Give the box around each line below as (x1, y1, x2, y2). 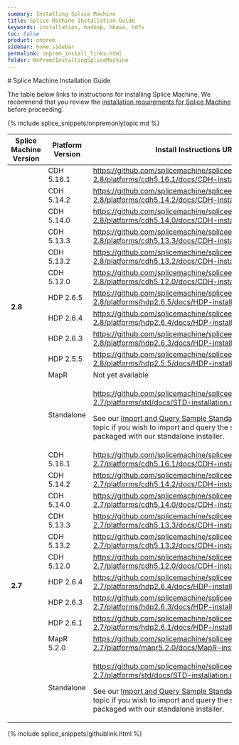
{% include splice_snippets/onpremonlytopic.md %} (7, 119, 160, 127)
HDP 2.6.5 (48, 292, 83, 302)
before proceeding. (7, 104, 64, 114)
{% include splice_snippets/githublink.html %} (7, 729, 142, 738)
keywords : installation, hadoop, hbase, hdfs (7, 23, 144, 31)
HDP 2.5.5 (48, 353, 83, 363)
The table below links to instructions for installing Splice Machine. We (7, 90, 211, 98)
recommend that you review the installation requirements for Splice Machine (7, 97, 231, 106)
